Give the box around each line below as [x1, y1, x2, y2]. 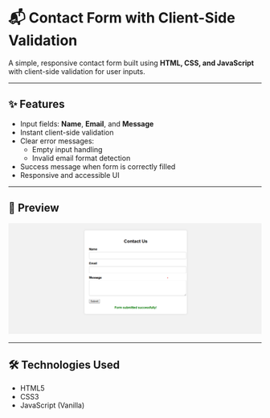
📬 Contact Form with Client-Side [8, 9, 235, 27]
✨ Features [8, 97, 65, 111]
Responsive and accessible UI [19, 170, 120, 180]
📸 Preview [8, 201, 59, 215]
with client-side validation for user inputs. [8, 66, 146, 76]
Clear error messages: [19, 136, 95, 146]
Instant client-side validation [19, 127, 114, 137]
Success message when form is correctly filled [19, 161, 176, 172]
